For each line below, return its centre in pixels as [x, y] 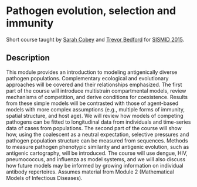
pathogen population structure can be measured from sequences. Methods [97, 140]
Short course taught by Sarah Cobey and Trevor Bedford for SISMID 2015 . [95, 39]
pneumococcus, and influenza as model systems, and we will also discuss [96, 159]
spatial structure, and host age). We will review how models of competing [95, 115]
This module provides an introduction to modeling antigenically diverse [92, 72]
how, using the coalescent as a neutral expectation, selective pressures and [98, 134]
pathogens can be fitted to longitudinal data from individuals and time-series [98, 122]
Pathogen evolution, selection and [91, 11]
